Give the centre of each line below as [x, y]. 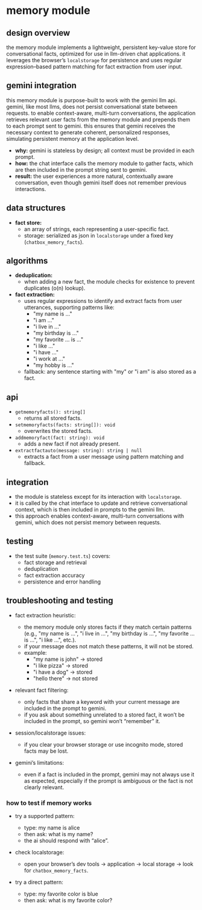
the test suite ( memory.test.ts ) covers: [62, 556]
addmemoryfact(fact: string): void [60, 438]
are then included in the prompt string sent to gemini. [81, 169]
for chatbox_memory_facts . [56, 870]
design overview [38, 33]
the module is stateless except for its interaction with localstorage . [98, 497]
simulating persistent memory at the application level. [73, 138]
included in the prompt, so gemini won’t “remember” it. [92, 721]
